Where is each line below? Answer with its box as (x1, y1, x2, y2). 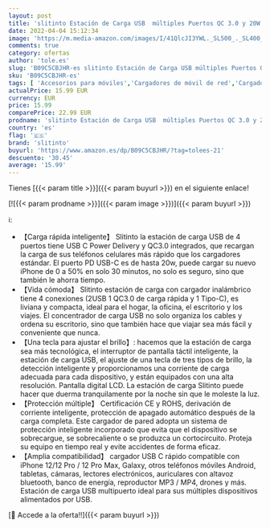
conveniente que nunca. (19, 328, 100, 338)
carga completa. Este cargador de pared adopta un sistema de (19, 416, 227, 426)
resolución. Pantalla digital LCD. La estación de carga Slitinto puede (19, 381, 244, 391)
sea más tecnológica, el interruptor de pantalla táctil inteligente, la (19, 346, 239, 356)
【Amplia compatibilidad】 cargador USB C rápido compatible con (19, 452, 239, 461)
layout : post (8, 11, 52, 20)
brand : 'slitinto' (8, 138, 70, 147)
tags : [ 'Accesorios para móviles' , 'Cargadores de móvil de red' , (8, 79, 235, 87)
